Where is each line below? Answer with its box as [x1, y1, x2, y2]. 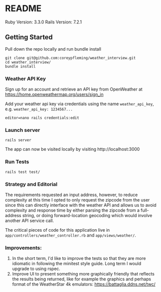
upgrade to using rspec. [12, 266, 61, 272]
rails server [5, 138, 32, 143]
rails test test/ [5, 169, 40, 174]
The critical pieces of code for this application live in [5, 227, 110, 233]
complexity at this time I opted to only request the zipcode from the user [5, 197, 150, 202]
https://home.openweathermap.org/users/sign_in [5, 91, 104, 97]
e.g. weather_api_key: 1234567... [5, 106, 73, 112]
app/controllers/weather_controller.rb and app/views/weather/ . [5, 232, 136, 238]
